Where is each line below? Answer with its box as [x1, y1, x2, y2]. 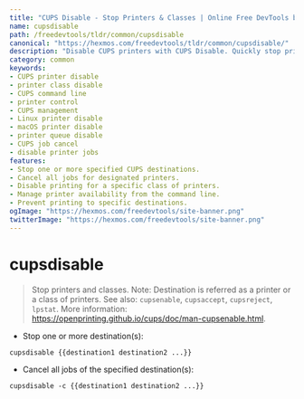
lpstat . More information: [31, 303, 128, 314]
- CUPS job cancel [9, 139, 79, 148]
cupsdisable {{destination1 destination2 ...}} [9, 347, 193, 357]
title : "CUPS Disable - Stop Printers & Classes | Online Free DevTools [9, 13, 290, 23]
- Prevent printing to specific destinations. [9, 198, 188, 208]
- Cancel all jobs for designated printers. [9, 173, 180, 182]
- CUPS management [9, 106, 79, 115]
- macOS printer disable [9, 123, 103, 132]
